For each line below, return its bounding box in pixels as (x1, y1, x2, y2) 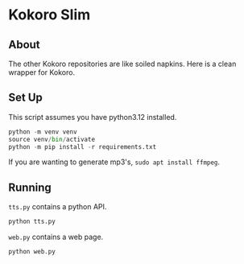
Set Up (8, 91, 43, 105)
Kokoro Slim (8, 6, 91, 24)
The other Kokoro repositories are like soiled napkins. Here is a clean (8, 59, 237, 68)
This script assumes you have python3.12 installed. (8, 112, 177, 122)
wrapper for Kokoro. (8, 68, 75, 77)
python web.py (8, 248, 56, 256)
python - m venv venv (8, 127, 78, 136)
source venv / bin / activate (8, 135, 95, 143)
